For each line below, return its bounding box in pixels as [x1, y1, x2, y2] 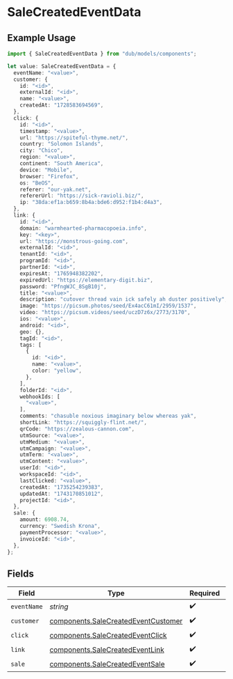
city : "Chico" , [19, 147, 64, 154]
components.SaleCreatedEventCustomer [49, 616, 183, 625]
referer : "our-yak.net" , [19, 186, 92, 193]
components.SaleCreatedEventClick [49, 630, 168, 640]
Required [189, 588, 221, 598]
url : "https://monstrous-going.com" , [19, 237, 129, 244]
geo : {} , [19, 328, 45, 335]
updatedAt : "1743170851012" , [19, 490, 104, 497]
